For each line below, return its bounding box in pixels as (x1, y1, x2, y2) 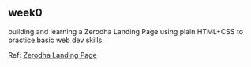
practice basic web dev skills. (8, 35, 104, 44)
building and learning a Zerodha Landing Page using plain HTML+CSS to (8, 26, 243, 36)
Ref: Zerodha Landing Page (8, 50, 97, 59)
